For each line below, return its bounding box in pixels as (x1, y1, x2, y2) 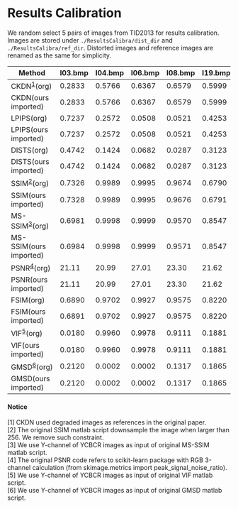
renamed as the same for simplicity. (7, 51, 112, 60)
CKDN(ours (11, 93, 50, 103)
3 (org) (28, 219, 50, 231)
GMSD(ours (11, 373, 50, 383)
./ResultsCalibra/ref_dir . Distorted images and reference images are (7, 43, 214, 52)
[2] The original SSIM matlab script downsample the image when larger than (7, 426, 230, 434)
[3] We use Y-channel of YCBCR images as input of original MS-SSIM (7, 441, 210, 449)
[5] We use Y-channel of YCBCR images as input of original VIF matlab (7, 471, 213, 480)
